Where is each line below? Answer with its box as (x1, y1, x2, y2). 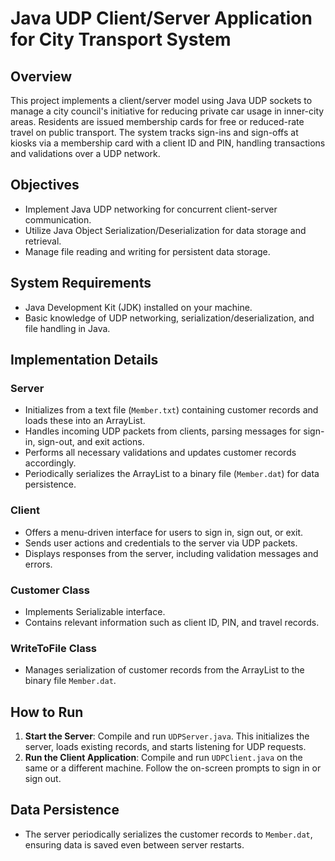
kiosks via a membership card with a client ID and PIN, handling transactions (10, 137, 326, 149)
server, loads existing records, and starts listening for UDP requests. (24, 741, 307, 753)
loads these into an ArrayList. (24, 415, 146, 427)
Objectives (10, 177, 80, 194)
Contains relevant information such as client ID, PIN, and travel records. (24, 616, 320, 628)
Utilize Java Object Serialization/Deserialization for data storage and (24, 224, 307, 236)
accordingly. (24, 457, 77, 469)
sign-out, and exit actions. (37, 436, 145, 448)
